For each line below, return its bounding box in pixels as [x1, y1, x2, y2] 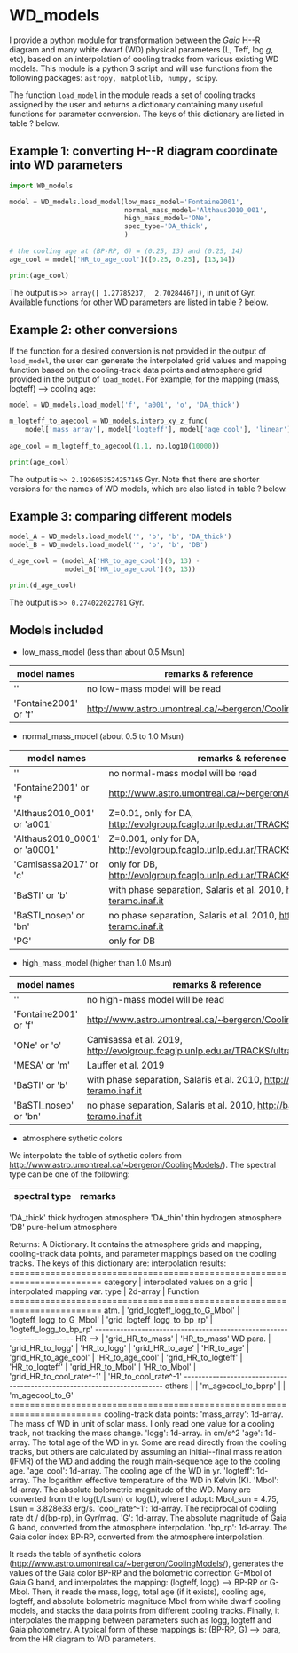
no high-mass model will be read [86, 993, 224, 1005]
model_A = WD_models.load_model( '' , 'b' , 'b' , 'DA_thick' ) [9, 532, 232, 542]
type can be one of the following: [9, 1169, 130, 1180]
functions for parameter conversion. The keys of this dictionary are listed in [9, 108, 285, 119]
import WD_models [9, 181, 74, 190]
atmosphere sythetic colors [21, 1132, 122, 1143]
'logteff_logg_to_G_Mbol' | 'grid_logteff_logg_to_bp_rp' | [9, 1314, 213, 1324]
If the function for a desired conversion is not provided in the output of [9, 346, 267, 356]
